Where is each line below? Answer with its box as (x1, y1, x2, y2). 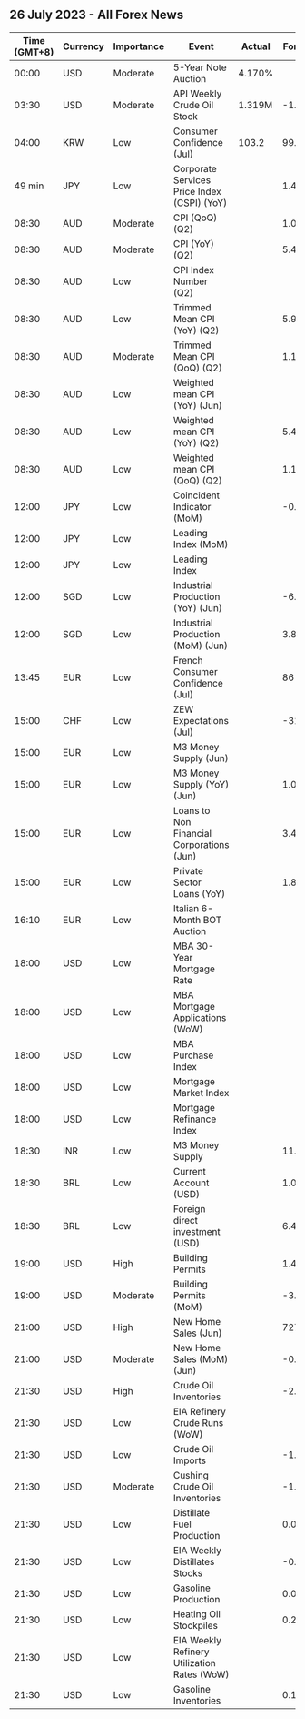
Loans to (172, 804, 211, 817)
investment (172, 1225, 221, 1237)
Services (172, 173, 212, 186)
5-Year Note (172, 61, 227, 74)
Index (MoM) (172, 537, 229, 550)
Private (172, 864, 204, 877)
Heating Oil (172, 1607, 221, 1620)
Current (172, 1165, 206, 1177)
